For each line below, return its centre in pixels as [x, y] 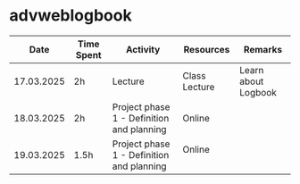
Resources [207, 49]
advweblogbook [71, 16]
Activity [143, 49]
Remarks [263, 49]
